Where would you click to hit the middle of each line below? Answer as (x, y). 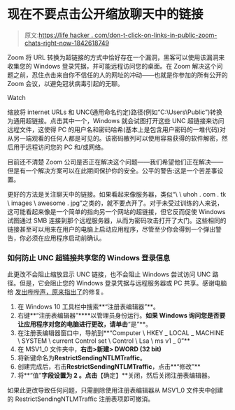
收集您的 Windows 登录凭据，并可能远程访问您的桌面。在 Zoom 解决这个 (112, 66)
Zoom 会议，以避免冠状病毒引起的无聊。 (65, 83)
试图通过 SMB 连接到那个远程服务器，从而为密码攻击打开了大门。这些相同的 (117, 220)
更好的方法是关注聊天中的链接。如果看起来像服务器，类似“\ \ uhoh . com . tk (117, 194)
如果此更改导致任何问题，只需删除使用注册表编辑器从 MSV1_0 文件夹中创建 (115, 390)
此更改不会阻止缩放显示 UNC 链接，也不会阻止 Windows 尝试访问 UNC (109, 274)
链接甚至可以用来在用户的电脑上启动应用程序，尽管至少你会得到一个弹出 (111, 229)
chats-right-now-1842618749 (67, 43)
